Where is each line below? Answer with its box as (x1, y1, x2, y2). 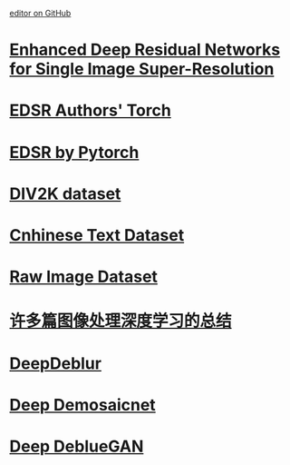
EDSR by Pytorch (9, 142, 140, 163)
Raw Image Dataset (9, 267, 159, 287)
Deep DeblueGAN (9, 436, 144, 457)
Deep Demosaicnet (9, 394, 156, 415)
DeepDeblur (9, 353, 102, 373)
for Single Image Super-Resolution (9, 59, 275, 80)
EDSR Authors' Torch (9, 100, 172, 121)
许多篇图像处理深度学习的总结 (9, 311, 233, 331)
